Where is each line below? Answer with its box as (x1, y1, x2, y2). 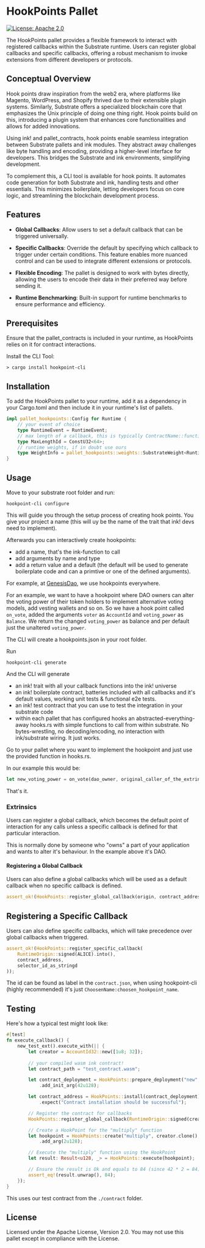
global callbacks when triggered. (6, 934, 89, 941)
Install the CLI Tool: (6, 353, 55, 360)
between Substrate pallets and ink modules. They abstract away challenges (6, 141, 196, 148)
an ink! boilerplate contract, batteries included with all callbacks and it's (15, 689, 196, 696)
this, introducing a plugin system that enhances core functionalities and (6, 116, 186, 123)
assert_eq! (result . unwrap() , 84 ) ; (28, 1171, 116, 1178)
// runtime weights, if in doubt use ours (17, 444, 127, 451)
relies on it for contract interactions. (6, 341, 96, 348)
